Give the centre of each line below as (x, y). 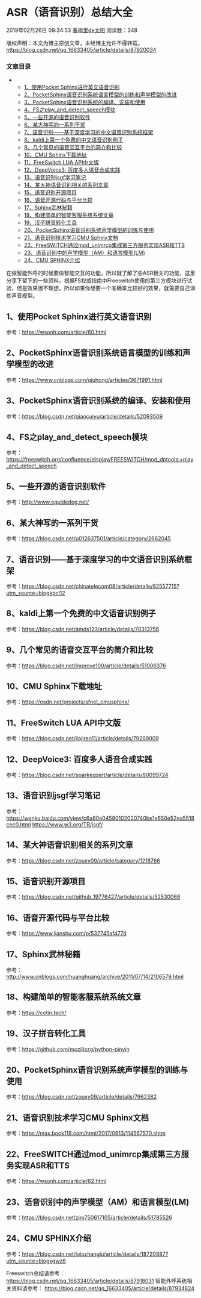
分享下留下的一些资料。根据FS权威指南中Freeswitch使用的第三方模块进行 (97, 281)
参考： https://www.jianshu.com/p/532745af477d (67, 934)
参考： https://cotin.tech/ (37, 1013)
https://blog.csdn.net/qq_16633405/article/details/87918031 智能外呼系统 (97, 1281)
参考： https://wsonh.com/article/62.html (56, 1181)
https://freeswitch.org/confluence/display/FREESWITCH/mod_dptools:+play (100, 460)
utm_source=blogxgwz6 (36, 1261)
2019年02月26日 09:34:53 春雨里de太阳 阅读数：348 (72, 30)
